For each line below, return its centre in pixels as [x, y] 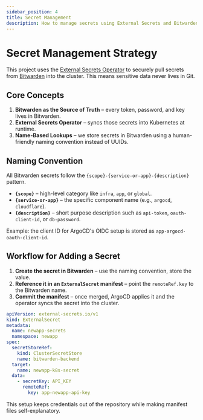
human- [182, 135]
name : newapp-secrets [39, 331]
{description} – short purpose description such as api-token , [92, 213]
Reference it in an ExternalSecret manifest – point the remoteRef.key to [104, 283]
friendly [25, 142]
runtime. [25, 129]
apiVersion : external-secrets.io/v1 [52, 314]
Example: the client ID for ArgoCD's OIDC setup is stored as [81, 231]
